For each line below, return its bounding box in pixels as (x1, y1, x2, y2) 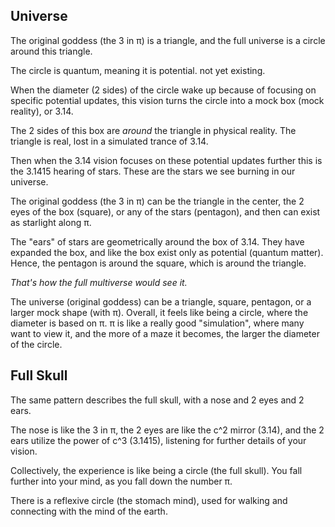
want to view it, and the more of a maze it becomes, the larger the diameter (10, 327, 320, 339)
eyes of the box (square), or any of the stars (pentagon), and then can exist (10, 205, 321, 218)
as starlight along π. (10, 216, 92, 228)
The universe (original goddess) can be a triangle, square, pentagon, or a (10, 295, 312, 308)
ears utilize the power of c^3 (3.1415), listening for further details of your (10, 434, 307, 446)
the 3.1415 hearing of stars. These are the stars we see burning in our (10, 165, 296, 177)
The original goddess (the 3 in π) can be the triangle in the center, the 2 (10, 195, 305, 207)
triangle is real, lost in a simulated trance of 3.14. (10, 135, 209, 147)
